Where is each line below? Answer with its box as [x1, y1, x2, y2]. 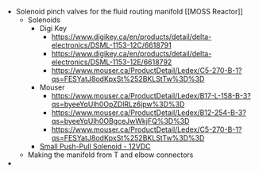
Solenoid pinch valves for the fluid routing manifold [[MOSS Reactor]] [15, 7, 244, 16]
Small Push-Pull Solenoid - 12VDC [39, 142, 151, 151]
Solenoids [27, 15, 61, 25]
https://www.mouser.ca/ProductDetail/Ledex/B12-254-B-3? [51, 108, 246, 117]
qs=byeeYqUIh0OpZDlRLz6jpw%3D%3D [51, 99, 185, 109]
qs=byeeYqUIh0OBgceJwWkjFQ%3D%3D [51, 117, 190, 125]
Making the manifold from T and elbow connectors [27, 150, 194, 160]
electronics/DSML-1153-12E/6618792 [51, 57, 172, 67]
